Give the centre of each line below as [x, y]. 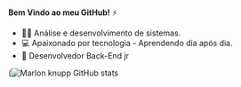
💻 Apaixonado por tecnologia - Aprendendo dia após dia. [127, 43]
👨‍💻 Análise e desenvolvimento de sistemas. [101, 33]
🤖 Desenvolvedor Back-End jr [75, 55]
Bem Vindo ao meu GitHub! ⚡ [63, 12]
